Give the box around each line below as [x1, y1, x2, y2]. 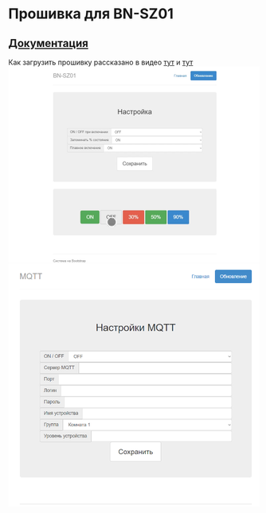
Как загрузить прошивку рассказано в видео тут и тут [8, 57, 194, 67]
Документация [8, 37, 89, 50]
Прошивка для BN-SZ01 [8, 5, 174, 23]
